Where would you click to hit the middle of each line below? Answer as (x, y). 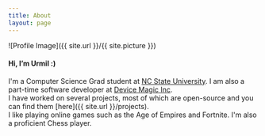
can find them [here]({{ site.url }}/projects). (79, 106)
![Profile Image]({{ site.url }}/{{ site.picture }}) (82, 45)
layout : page (30, 23)
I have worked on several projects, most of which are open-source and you (131, 98)
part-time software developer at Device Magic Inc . (90, 89)
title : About (30, 15)
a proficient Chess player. (50, 123)
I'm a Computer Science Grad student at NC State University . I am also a (126, 81)
